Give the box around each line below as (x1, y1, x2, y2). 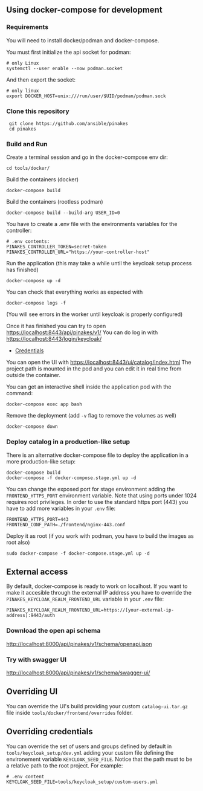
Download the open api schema (6, 627, 101, 635)
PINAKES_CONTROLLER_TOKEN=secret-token (6, 244, 107, 250)
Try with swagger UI (6, 655, 67, 663)
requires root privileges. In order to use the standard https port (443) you (6, 498, 188, 505)
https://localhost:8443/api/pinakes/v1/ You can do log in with (6, 329, 158, 336)
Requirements (6, 23, 49, 31)
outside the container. (6, 372, 60, 379)
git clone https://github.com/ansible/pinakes (8, 120, 129, 126)
